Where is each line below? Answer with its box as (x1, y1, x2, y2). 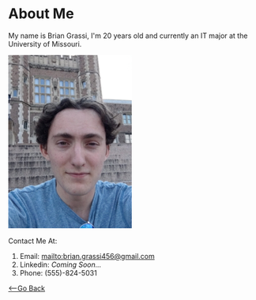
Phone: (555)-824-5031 (19, 268, 97, 277)
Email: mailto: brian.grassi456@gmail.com (19, 251, 156, 261)
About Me (8, 5, 74, 23)
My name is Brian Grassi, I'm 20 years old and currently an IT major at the (8, 31, 248, 40)
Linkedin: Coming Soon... (19, 260, 102, 269)
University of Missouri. (8, 39, 82, 48)
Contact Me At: (8, 236, 58, 246)
